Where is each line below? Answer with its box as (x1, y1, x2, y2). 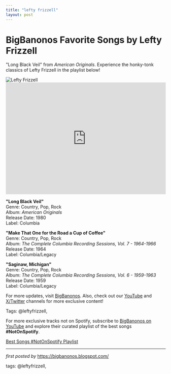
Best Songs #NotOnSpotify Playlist (6, 338, 78, 345)
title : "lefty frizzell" (6, 7, 58, 13)
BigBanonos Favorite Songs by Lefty (6, 34, 162, 46)
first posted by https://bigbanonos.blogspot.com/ (6, 353, 109, 359)
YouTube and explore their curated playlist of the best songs (6, 323, 132, 329)
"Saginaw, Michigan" (6, 261, 52, 267)
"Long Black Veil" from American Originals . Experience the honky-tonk (6, 61, 154, 68)
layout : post (6, 12, 33, 17)
